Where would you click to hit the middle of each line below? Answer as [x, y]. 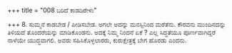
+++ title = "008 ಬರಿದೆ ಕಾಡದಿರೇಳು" [52, 10]
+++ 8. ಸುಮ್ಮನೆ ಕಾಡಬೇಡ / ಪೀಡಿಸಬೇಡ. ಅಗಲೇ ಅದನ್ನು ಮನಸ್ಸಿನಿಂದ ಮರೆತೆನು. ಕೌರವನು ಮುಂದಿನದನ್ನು [117, 24]
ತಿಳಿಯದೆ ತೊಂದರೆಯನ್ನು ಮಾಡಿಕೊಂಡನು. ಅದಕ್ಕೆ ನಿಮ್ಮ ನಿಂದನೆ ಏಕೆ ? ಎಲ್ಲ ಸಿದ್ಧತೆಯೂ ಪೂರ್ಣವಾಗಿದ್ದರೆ [112, 32]
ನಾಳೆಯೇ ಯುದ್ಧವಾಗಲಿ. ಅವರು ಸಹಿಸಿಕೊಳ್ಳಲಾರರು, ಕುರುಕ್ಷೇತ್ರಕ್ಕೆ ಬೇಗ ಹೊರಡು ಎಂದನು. [97, 40]
